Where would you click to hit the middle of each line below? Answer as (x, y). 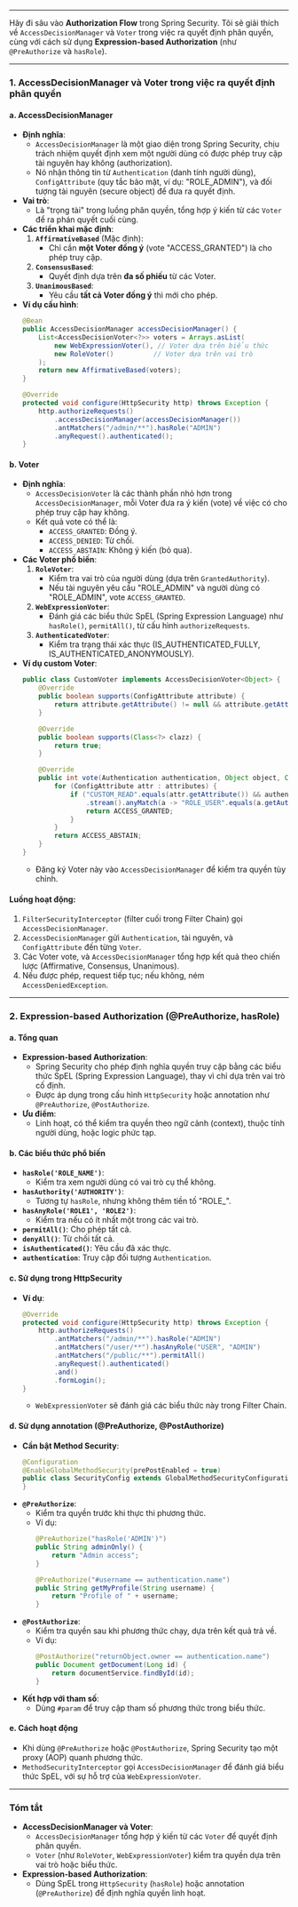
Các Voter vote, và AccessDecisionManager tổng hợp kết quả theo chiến (151, 957)
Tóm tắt (26, 1807)
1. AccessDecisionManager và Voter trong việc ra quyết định (142, 83)
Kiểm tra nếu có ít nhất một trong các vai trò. (117, 1220)
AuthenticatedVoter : (72, 635)
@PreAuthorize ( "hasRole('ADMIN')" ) (101, 1539)
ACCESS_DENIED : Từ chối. (91, 541)
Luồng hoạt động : (43, 899)
